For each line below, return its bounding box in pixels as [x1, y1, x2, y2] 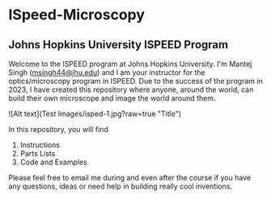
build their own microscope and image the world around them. [8, 93, 216, 102]
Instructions [19, 140, 61, 150]
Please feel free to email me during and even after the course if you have [8, 173, 252, 182]
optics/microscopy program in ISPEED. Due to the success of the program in [8, 77, 263, 85]
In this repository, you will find [8, 125, 109, 134]
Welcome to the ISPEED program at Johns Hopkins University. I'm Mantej [8, 59, 252, 68]
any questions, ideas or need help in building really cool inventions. [8, 181, 233, 191]
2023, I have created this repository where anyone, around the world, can [8, 85, 254, 94]
